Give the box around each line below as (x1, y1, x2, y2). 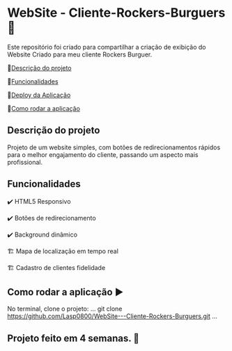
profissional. (7, 158, 43, 166)
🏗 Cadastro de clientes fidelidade (7, 263, 106, 271)
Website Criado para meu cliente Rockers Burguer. (7, 50, 153, 59)
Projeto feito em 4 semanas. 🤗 (7, 332, 140, 344)
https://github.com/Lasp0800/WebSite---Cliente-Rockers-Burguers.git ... (7, 312, 218, 320)
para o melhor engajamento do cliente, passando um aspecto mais (7, 150, 199, 158)
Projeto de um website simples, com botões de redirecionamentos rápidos (7, 143, 221, 151)
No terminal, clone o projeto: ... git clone (7, 305, 123, 313)
